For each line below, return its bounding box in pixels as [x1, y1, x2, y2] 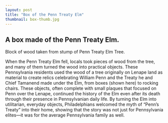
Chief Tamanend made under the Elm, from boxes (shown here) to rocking [5, 80, 159, 86]
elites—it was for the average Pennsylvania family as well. [5, 112, 125, 118]
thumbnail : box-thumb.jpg [5, 17, 59, 22]
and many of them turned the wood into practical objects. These [5, 64, 138, 70]
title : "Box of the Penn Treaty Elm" [5, 12, 84, 17]
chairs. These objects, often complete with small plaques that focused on [5, 85, 157, 91]
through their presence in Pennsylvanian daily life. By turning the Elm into [5, 96, 157, 102]
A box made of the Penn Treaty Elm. [5, 35, 119, 44]
